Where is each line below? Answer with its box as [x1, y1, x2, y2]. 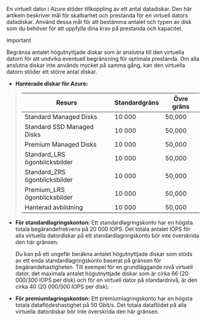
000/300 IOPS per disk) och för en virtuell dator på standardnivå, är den [15, 276, 198, 284]
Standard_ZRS [24, 168, 66, 176]
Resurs [56, 98, 78, 107]
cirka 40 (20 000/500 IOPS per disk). [15, 283, 110, 290]
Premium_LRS [24, 185, 65, 194]
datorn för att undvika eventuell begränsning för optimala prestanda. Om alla [6, 55, 199, 62]
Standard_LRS [24, 150, 66, 158]
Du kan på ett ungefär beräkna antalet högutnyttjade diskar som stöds [15, 250, 193, 257]
